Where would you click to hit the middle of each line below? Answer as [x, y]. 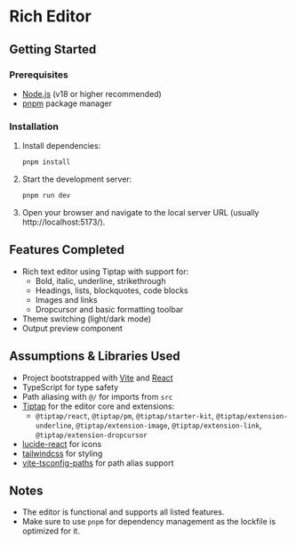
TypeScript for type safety [70, 387]
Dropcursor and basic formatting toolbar [109, 309]
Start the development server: [77, 179]
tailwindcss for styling [62, 453]
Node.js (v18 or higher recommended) [92, 94]
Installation [34, 126]
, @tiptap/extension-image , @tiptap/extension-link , [167, 425]
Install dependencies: [61, 146]
